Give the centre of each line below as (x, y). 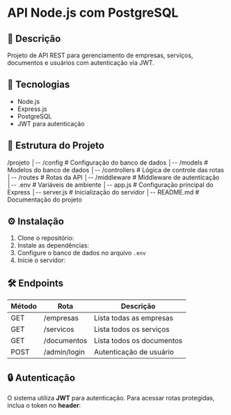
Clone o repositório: (46, 238)
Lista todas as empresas (134, 318)
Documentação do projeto (45, 199)
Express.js (32, 109)
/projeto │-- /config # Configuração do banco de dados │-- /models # (108, 163)
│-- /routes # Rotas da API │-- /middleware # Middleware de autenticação (113, 177)
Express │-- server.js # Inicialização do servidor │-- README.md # (103, 192)
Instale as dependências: (53, 246)
